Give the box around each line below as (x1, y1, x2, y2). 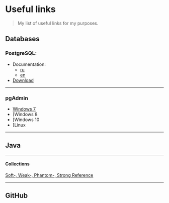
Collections (5, 161, 30, 167)
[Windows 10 (12, 117, 40, 123)
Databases (5, 35, 40, 43)
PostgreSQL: (5, 50, 37, 57)
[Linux (12, 122, 26, 128)
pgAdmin (5, 94, 29, 101)
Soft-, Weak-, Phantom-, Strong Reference (5, 172, 94, 178)
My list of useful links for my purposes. (17, 20, 99, 26)
